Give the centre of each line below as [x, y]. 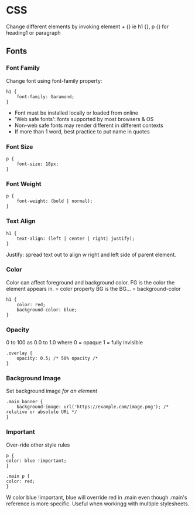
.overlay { [19, 353]
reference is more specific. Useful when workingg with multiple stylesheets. [98, 504]
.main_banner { [25, 402]
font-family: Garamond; [46, 97]
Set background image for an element [52, 391]
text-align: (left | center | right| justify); [76, 239]
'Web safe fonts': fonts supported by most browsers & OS [84, 119]
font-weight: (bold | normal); [55, 201]
